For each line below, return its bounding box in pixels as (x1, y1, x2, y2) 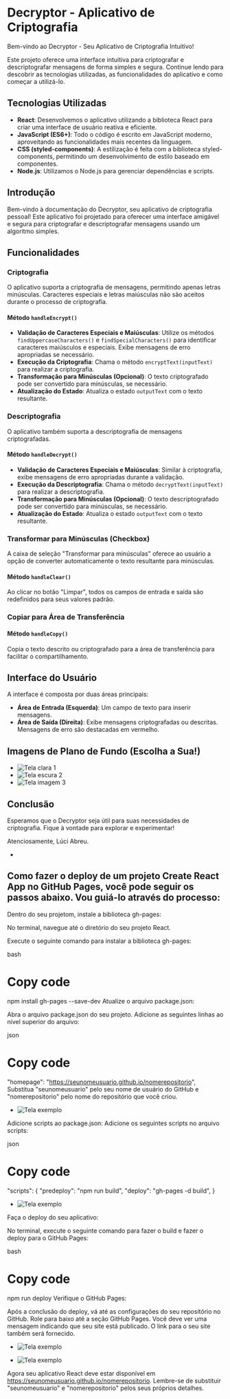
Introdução (7, 187, 56, 199)
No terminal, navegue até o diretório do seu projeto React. (7, 923, 172, 931)
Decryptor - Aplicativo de (7, 5, 155, 21)
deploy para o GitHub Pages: (7, 1233, 89, 1242)
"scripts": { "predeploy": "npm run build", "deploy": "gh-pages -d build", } (7, 1186, 216, 1195)
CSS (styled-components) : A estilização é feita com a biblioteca (16, 144, 201, 153)
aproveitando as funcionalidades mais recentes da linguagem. (16, 138, 193, 146)
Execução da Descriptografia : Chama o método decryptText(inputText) (16, 480, 224, 488)
